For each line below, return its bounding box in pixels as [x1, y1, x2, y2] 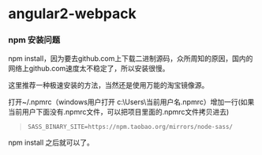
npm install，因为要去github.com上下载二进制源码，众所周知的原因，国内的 [8, 54, 253, 63]
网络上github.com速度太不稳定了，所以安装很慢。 [8, 64, 170, 74]
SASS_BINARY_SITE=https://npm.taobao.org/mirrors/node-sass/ [27, 123, 234, 131]
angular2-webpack [8, 5, 137, 23]
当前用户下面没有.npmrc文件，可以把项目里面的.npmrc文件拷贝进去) [8, 108, 230, 117]
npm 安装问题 [8, 35, 61, 46]
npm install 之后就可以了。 [8, 138, 95, 147]
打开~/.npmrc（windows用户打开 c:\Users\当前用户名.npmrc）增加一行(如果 [8, 97, 255, 107]
